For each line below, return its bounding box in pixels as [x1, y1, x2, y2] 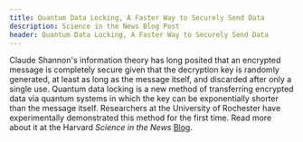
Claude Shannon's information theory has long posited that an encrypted [9, 55, 281, 66]
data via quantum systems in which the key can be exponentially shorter [9, 93, 279, 104]
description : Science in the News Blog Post [9, 22, 180, 31]
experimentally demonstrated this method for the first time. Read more [9, 112, 272, 123]
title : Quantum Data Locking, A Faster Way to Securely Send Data [9, 13, 265, 23]
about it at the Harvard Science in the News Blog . [9, 122, 193, 133]
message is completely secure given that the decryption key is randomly [9, 64, 280, 75]
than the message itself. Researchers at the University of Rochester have [9, 103, 281, 114]
